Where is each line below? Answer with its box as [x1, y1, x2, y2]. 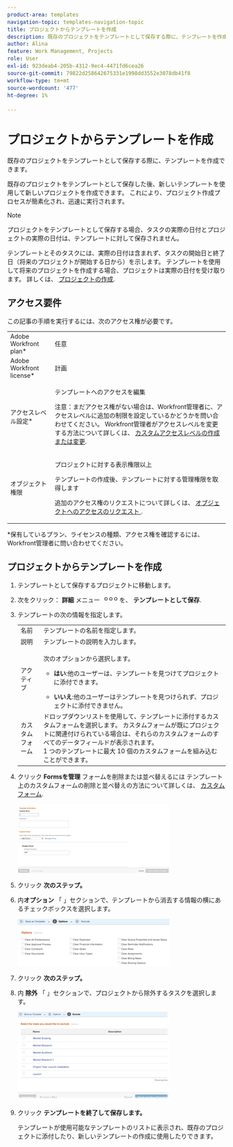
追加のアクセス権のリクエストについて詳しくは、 [54, 499, 194, 507]
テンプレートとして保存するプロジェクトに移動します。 [17, 581, 175, 589]
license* [10, 371, 35, 379]
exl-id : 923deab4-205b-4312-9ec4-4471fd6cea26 [7, 63, 144, 69]
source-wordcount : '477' [7, 84, 79, 92]
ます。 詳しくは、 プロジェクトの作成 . [7, 275, 116, 283]
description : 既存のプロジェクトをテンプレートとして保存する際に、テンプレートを [7, 33, 218, 40]
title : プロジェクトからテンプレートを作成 [7, 26, 116, 33]
